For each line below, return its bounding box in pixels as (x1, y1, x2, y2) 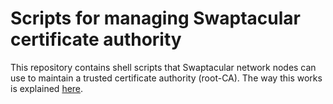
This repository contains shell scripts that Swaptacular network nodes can (10, 61, 317, 73)
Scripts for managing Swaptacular (10, 7, 301, 30)
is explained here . (10, 82, 84, 94)
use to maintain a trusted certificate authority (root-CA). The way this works (10, 72, 323, 84)
